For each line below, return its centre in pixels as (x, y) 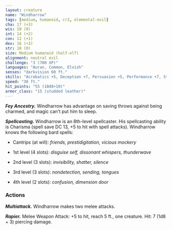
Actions (15, 195)
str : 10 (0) (18, 48)
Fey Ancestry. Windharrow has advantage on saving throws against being (84, 106)
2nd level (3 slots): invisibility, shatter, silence (60, 162)
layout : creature (24, 10)
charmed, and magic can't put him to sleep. (51, 111)
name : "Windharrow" (26, 15)
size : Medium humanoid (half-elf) (42, 53)
